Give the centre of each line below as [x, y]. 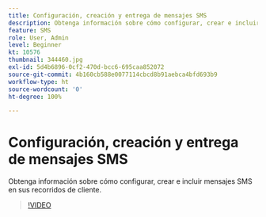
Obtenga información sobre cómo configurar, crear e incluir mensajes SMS [130, 181]
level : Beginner [35, 45]
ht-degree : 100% [35, 97]
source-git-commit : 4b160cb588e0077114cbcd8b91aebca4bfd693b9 [113, 74]
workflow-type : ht [38, 82]
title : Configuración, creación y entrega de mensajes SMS [108, 15]
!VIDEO [39, 205]
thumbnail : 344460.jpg [46, 60]
